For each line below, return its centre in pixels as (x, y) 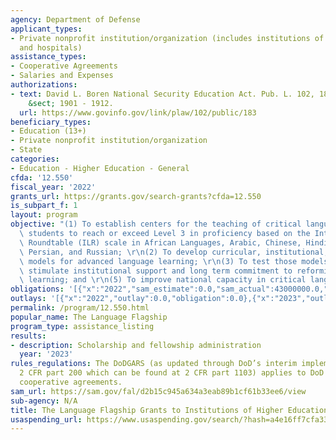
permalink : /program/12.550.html (80, 308)
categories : (35, 159)
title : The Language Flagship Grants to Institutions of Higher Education (169, 410)
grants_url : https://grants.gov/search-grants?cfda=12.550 (136, 196)
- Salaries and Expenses (62, 76)
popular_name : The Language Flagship (89, 317)
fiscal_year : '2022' (53, 187)
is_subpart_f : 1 (44, 206)
